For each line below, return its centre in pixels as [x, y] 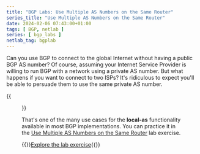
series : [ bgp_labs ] [34, 35]
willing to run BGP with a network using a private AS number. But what [95, 71]
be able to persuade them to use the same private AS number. [85, 84]
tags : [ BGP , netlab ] [35, 29]
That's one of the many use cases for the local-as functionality [101, 120]
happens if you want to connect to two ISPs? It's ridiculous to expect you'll [100, 78]
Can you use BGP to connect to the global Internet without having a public [100, 58]
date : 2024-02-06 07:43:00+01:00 [49, 23]
